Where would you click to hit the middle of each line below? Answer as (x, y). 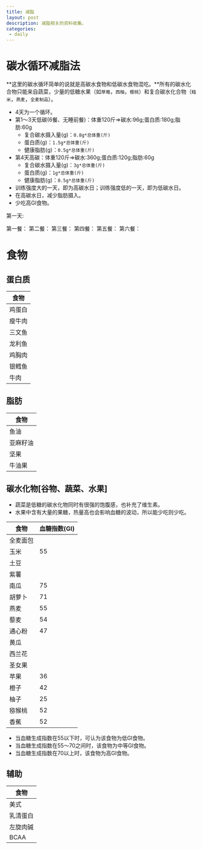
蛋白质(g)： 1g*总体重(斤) (54, 172)
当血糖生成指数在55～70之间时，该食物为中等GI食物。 (82, 746)
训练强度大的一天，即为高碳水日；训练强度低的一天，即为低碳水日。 (99, 188)
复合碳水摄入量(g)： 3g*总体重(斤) (65, 165)
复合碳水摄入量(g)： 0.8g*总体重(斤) (67, 135)
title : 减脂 (20, 12)
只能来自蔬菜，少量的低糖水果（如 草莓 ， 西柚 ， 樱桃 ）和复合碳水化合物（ (104, 92)
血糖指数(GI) (57, 528)
